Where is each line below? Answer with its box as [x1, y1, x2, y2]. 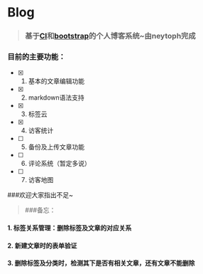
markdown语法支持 [28, 93, 85, 102]
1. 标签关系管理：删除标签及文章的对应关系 [7, 223, 132, 232]
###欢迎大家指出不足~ [7, 191, 73, 199]
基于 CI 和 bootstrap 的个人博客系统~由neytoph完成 [24, 31, 197, 41]
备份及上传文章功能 [28, 143, 85, 152]
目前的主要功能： [7, 52, 66, 62]
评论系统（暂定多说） [28, 159, 91, 168]
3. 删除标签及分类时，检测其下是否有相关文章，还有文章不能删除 [7, 259, 195, 268]
